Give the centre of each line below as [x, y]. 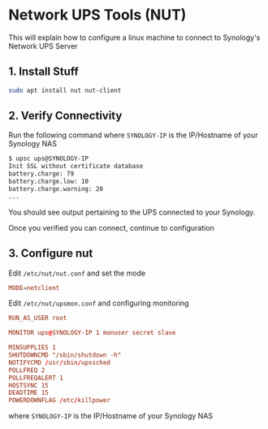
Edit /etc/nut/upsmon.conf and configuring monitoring [99, 303]
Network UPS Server [43, 45]
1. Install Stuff [43, 72]
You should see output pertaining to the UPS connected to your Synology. [132, 212]
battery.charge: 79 [41, 174]
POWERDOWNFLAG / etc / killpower [60, 401]
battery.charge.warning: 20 [56, 188]
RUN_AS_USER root [38, 318]
